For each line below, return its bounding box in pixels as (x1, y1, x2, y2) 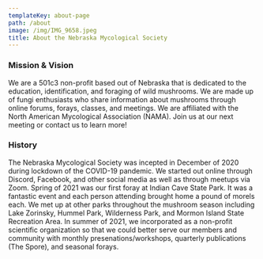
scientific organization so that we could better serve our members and (8, 225, 237, 234)
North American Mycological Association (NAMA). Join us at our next (8, 112, 234, 121)
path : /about (8, 19, 51, 27)
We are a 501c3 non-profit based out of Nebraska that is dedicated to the (8, 78, 247, 87)
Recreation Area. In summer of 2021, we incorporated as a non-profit (8, 216, 233, 226)
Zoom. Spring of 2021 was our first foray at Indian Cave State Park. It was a (8, 183, 254, 192)
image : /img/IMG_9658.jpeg (8, 26, 97, 34)
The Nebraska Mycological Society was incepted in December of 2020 (8, 158, 239, 167)
